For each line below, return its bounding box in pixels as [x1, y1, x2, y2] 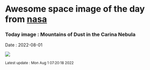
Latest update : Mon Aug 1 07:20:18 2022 [5, 61, 74, 66]
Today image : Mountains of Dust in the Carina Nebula [5, 31, 136, 38]
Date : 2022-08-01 [5, 42, 43, 48]
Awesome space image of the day [5, 3, 145, 15]
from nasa [5, 14, 47, 25]
